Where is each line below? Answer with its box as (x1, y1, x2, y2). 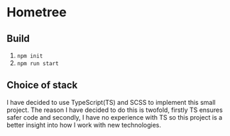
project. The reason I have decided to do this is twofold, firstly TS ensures (6, 106, 223, 114)
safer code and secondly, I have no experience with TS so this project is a (6, 113, 223, 121)
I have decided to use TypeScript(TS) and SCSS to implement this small (6, 98, 216, 106)
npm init (16, 52, 43, 59)
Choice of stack (6, 79, 78, 91)
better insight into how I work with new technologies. (6, 120, 161, 129)
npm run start (16, 60, 59, 67)
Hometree (6, 4, 67, 21)
